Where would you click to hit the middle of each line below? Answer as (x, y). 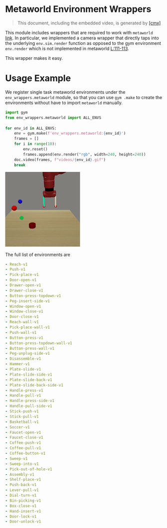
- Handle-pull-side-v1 (29, 406)
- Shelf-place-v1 (23, 480)
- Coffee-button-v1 (25, 453)
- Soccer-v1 (17, 427)
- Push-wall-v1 (21, 332)
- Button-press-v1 (24, 338)
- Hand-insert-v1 (23, 511)
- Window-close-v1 (24, 312)
